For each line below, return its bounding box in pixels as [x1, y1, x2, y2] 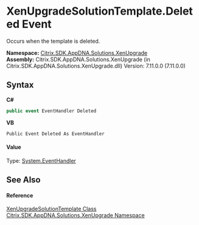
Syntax [6, 80, 34, 90]
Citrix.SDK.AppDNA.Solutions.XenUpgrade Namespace [6, 212, 145, 219]
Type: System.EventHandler [6, 157, 76, 164]
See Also [6, 175, 41, 185]
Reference [6, 191, 33, 199]
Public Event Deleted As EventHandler [6, 130, 105, 137]
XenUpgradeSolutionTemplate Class [6, 205, 97, 213]
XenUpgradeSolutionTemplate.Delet [6, 4, 194, 18]
